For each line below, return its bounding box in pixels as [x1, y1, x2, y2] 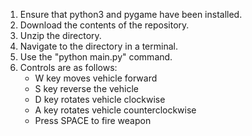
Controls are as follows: [19, 62, 118, 73]
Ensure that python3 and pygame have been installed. [19, 9, 243, 20]
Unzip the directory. [19, 30, 102, 41]
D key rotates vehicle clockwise [34, 94, 166, 105]
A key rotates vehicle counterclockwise [34, 104, 197, 116]
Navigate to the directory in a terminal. [19, 40, 178, 52]
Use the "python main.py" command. [19, 51, 173, 63]
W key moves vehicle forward [34, 72, 158, 84]
